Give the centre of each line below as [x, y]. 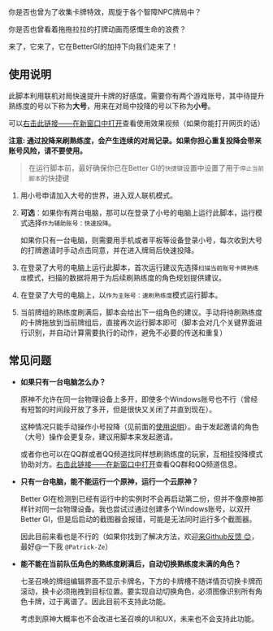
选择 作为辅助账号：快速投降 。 [71, 223]
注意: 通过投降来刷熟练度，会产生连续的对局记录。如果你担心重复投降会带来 [135, 140]
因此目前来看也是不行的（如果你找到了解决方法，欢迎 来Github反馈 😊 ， [139, 536]
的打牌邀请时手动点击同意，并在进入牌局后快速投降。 [109, 250]
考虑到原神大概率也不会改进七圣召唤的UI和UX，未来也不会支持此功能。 [139, 618]
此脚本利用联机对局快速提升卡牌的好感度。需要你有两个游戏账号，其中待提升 [136, 95]
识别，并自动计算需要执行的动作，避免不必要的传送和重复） [127, 333]
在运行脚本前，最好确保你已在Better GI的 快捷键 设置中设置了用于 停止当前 [146, 168]
